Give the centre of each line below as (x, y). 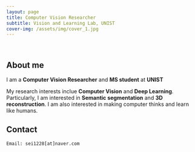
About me (25, 65)
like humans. (22, 111)
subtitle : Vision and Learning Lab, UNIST (61, 23)
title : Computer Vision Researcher (51, 18)
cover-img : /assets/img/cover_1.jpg (52, 29)
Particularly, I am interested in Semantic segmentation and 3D (85, 98)
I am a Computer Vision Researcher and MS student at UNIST (85, 80)
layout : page (23, 12)
